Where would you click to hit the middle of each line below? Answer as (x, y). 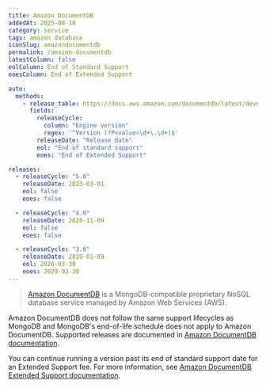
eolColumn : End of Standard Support (68, 67)
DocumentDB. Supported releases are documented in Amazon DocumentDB (133, 334)
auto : (17, 89)
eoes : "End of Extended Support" (92, 155)
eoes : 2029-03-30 (51, 272)
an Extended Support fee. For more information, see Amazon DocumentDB (130, 367)
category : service (38, 30)
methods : (30, 96)
